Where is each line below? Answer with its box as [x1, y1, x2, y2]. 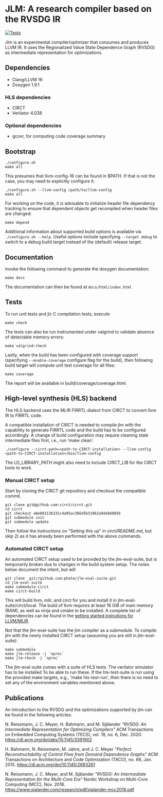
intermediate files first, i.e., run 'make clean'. [5, 437, 94, 443]
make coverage [5, 372, 34, 376]
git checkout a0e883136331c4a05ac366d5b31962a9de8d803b [5, 511, 121, 516]
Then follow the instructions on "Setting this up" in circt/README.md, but [5, 528, 152, 533]
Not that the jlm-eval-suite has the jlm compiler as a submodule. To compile [5, 627, 157, 633]
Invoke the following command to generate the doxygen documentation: [5, 266, 150, 272]
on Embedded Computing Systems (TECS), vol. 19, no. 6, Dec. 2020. [5, 732, 143, 737]
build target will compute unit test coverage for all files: [5, 362, 115, 368]
